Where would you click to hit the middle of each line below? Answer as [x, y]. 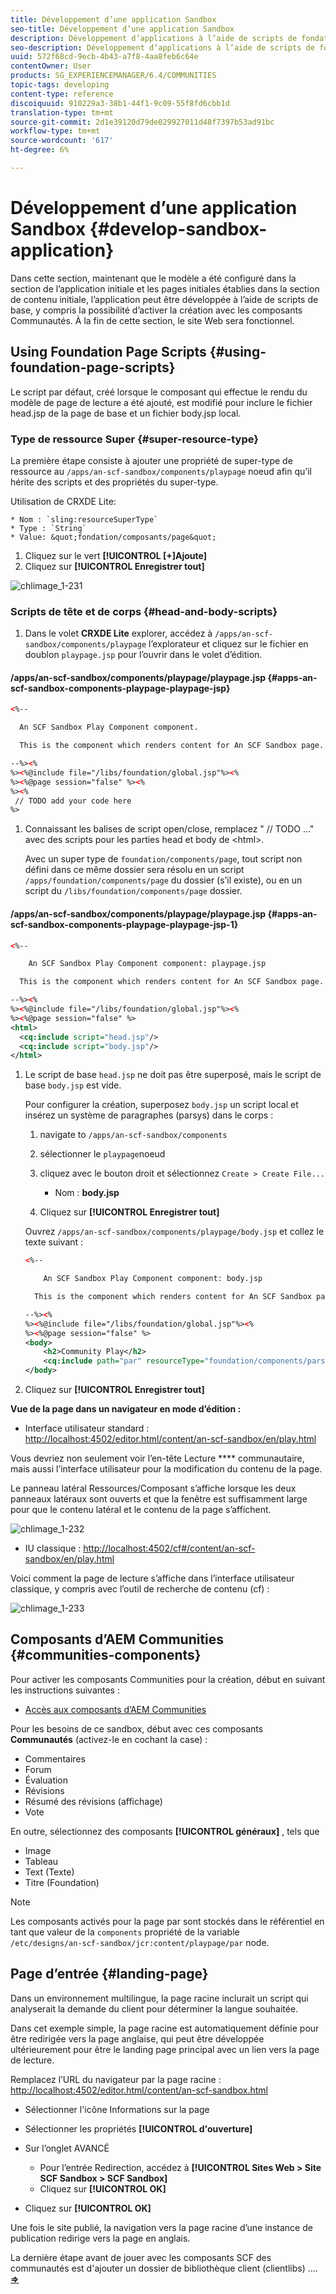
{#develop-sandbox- [178, 229]
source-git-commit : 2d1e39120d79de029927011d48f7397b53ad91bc [142, 122]
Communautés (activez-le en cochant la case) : [109, 1739]
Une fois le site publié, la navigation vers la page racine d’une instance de [161, 2227]
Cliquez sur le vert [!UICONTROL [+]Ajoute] [116, 555]
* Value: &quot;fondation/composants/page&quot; [113, 537]
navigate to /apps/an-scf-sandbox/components [133, 1135]
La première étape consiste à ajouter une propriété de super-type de [151, 460]
